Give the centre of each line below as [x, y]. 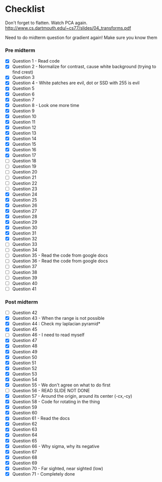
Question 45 [25, 329]
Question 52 [25, 368]
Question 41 [24, 289]
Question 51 [24, 363]
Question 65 [25, 441]
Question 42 [25, 313]
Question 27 [25, 211]
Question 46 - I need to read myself [48, 335]
